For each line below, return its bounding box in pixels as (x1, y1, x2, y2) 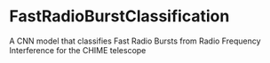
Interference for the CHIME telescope (9, 44, 147, 55)
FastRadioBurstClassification (9, 6, 230, 27)
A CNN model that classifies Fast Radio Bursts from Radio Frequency (9, 35, 261, 46)
